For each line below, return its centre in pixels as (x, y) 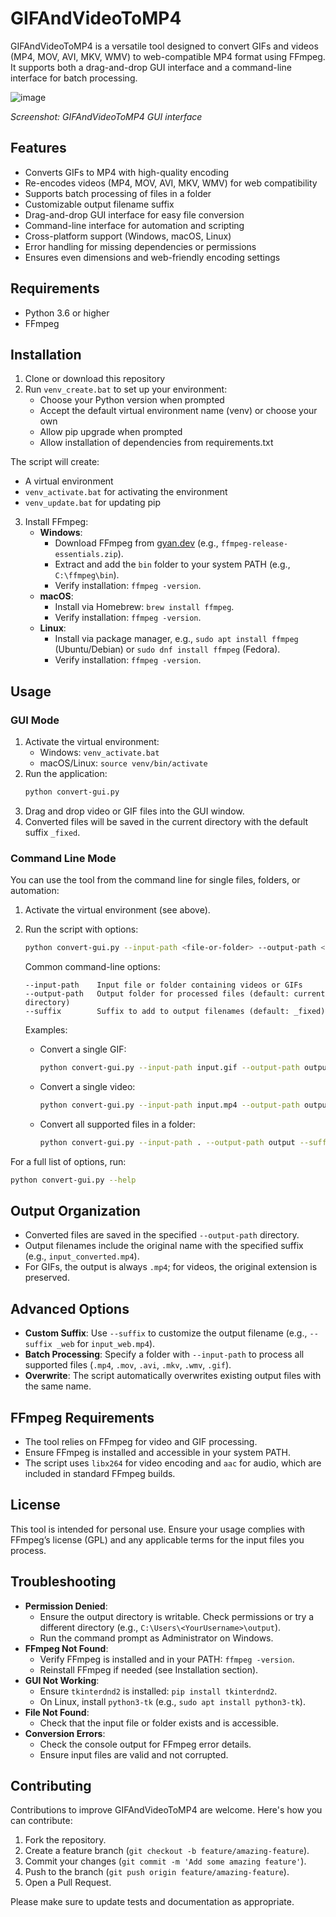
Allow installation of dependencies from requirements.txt (156, 443)
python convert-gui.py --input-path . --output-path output (167, 1142)
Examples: (46, 1030)
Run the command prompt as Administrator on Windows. (156, 1638)
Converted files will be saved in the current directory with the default (166, 821)
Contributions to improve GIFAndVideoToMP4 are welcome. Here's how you (166, 1810)
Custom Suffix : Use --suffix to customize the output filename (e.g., (166, 1333)
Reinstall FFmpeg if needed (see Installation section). (149, 1669)
